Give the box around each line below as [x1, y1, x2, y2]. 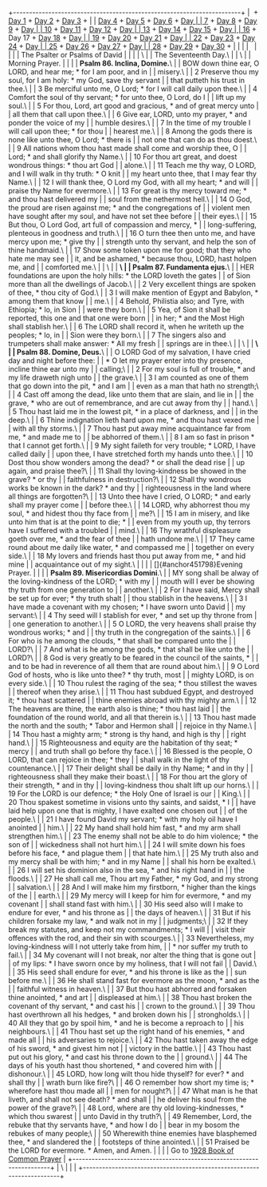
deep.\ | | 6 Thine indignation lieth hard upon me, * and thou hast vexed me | [8, 416, 260, 424]
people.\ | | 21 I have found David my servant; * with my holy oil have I [8, 815, 238, 823]
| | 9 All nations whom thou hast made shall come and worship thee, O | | [8, 144, 247, 153]
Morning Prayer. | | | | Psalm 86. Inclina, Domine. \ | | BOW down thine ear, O [8, 58, 260, 68]
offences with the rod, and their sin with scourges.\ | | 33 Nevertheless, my [8, 934, 254, 942]
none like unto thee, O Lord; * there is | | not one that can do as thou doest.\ [8, 135, 257, 144]
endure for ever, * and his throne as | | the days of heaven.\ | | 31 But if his [8, 908, 251, 917]
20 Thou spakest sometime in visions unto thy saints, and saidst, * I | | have [8, 798, 257, 807]
